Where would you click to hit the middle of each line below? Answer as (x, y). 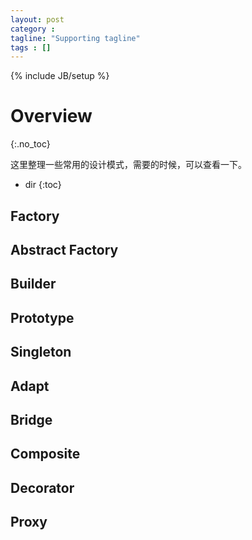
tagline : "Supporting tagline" (75, 38)
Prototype (42, 317)
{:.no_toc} (30, 144)
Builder (33, 284)
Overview (51, 116)
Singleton (41, 352)
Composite (45, 454)
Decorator (42, 487)
